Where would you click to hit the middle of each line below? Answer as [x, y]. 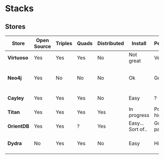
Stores [15, 27]
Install [139, 43]
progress [139, 115]
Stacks [20, 9]
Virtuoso [18, 58]
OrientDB [18, 126]
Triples [64, 43]
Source [42, 46]
